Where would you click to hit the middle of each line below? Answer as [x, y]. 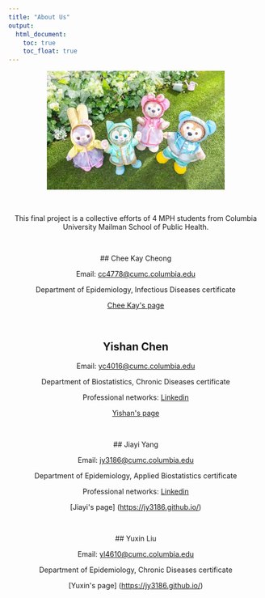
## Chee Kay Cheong [136, 258]
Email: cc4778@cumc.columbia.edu [136, 274]
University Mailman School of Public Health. [136, 227]
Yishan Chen [136, 347]
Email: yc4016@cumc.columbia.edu [136, 366]
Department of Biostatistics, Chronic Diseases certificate [136, 382]
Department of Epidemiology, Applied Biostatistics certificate [136, 476]
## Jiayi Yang [136, 444]
